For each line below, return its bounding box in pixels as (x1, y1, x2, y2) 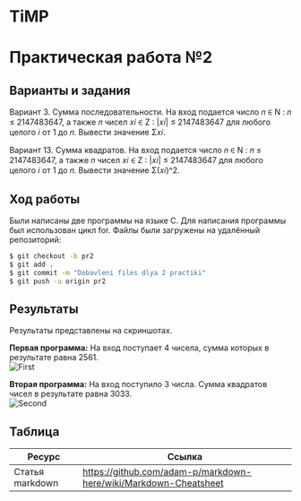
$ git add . (9, 260, 54, 269)
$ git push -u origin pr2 (9, 276, 106, 286)
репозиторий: (9, 235, 62, 245)
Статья (13, 466, 45, 479)
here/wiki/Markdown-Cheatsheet (82, 477, 224, 489)
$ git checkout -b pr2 (9, 252, 94, 261)
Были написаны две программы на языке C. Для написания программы (9, 215, 287, 226)
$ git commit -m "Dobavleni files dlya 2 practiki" (9, 268, 206, 277)
